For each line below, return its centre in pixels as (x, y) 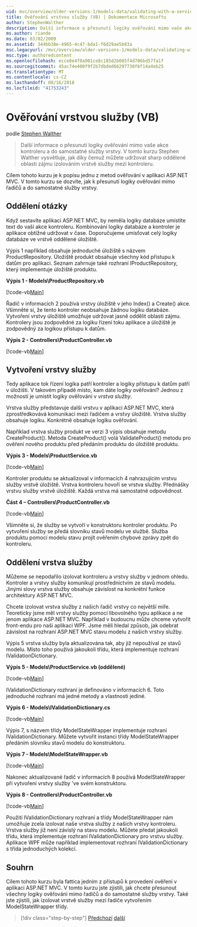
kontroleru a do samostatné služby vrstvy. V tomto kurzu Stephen (100, 151)
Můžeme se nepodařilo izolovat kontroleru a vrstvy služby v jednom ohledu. (98, 577)
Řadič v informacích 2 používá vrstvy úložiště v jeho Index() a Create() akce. (98, 303)
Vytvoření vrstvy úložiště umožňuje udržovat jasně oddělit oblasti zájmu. (94, 316)
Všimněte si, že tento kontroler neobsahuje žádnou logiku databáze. (88, 310)
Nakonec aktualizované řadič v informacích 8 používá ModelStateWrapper (96, 777)
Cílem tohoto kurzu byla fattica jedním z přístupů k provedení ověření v (91, 882)
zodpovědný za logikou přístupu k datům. (56, 328)
